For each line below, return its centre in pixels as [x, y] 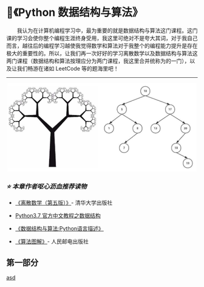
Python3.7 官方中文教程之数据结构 [58, 216]
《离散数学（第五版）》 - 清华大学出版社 [64, 203]
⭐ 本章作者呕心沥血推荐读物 [46, 186]
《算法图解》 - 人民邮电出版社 [52, 241]
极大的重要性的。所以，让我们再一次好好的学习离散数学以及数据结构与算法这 [102, 53]
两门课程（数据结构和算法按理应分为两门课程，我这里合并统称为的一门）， [98, 61]
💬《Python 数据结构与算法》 [75, 12]
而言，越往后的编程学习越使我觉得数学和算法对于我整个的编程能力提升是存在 [102, 46]
